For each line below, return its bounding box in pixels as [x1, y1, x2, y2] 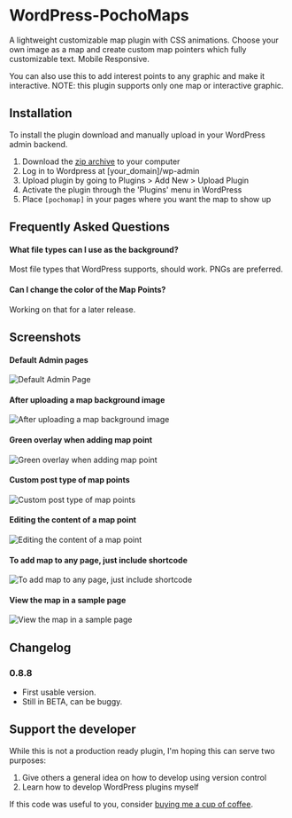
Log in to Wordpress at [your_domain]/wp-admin [21, 165, 200, 176]
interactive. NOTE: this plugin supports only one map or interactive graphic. [9, 80, 284, 90]
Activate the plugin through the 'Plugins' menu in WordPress [21, 184, 242, 195]
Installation [9, 106, 73, 121]
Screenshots [9, 329, 81, 344]
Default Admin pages [9, 354, 88, 365]
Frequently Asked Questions [9, 219, 171, 235]
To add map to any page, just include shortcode [9, 555, 188, 565]
